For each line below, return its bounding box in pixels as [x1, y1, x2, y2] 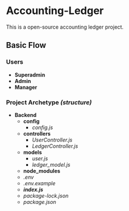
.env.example [23, 179, 55, 186]
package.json [23, 198, 57, 205]
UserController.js [32, 136, 73, 143]
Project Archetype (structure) [6, 98, 92, 106]
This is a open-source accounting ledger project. [6, 23, 124, 30]
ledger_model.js [32, 161, 71, 168]
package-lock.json [23, 192, 69, 199]
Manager [14, 84, 37, 91]
